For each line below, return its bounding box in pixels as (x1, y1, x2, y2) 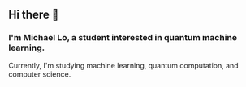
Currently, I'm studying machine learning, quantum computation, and (8, 60, 239, 70)
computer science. (8, 69, 71, 79)
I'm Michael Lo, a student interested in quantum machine (8, 32, 238, 43)
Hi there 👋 (8, 8, 59, 22)
